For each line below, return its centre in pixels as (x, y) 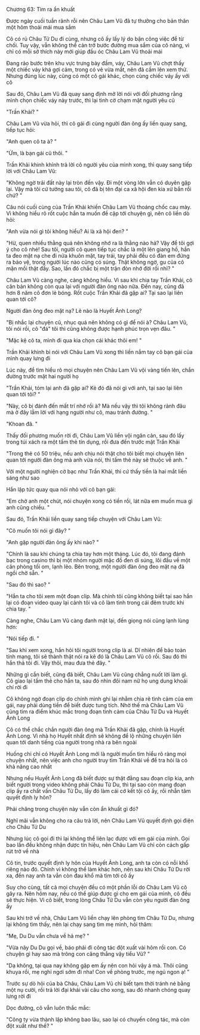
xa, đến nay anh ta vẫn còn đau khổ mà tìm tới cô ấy (70, 876)
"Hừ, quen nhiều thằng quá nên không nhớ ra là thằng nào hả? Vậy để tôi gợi (100, 243)
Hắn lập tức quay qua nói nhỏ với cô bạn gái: (61, 489)
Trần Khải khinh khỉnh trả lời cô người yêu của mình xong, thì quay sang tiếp (99, 165)
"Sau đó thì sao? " (28, 585)
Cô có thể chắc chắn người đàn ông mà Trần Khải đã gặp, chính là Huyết (96, 729)
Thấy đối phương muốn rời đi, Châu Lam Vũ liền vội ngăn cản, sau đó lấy (95, 435)
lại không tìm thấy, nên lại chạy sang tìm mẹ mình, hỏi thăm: (80, 924)
